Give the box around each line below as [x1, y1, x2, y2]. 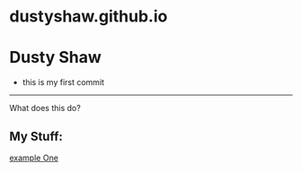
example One [9, 152, 58, 163]
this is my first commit [22, 77, 105, 88]
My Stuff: [9, 128, 63, 144]
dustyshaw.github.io [9, 6, 168, 27]
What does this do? [9, 103, 81, 114]
